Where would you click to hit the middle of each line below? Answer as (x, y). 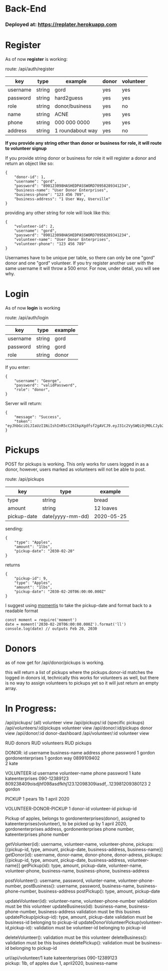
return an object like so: (29, 163)
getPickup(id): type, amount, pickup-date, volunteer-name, (82, 865)
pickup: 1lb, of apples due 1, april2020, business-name (61, 963)
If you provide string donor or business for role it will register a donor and (81, 158)
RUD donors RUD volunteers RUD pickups (48, 743)
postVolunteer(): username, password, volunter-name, (61, 881)
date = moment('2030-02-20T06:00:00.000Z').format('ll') (66, 624)
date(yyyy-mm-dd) (66, 516)
